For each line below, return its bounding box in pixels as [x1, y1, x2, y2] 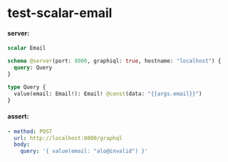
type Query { [7, 83, 46, 90]
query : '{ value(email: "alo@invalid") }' [20, 148, 148, 155]
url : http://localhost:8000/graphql [14, 134, 123, 141]
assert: [7, 112, 29, 121]
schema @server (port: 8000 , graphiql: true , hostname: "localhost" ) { [7, 58, 222, 65]
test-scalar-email [7, 5, 113, 21]
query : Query [14, 64, 53, 72]
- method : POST [7, 128, 53, 135]
